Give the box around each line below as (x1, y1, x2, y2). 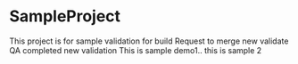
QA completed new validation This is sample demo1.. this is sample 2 (9, 44, 262, 55)
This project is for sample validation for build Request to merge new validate (9, 36, 289, 46)
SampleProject (9, 6, 121, 27)
